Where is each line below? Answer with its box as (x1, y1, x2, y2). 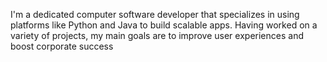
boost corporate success (10, 40, 114, 52)
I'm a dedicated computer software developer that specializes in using (10, 9, 300, 20)
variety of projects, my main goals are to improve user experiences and (10, 30, 304, 41)
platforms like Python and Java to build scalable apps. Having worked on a (10, 19, 318, 31)
